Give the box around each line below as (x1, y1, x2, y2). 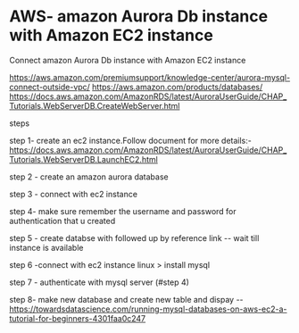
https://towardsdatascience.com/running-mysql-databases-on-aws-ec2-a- (9, 304, 287, 314)
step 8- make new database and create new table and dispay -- (9, 294, 244, 304)
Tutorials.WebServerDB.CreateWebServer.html (9, 100, 180, 111)
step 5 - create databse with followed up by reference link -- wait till (9, 232, 260, 243)
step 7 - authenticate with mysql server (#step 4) (9, 277, 190, 287)
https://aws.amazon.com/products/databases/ (92, 81, 263, 92)
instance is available (9, 242, 84, 253)
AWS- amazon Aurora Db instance (9, 6, 269, 27)
